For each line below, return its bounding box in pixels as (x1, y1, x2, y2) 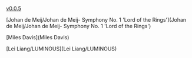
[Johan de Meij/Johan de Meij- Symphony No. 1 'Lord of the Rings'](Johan (6, 16, 187, 23)
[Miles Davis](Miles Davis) (6, 34, 69, 40)
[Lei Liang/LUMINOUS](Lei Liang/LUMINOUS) (6, 45, 117, 52)
